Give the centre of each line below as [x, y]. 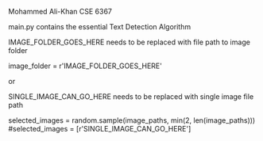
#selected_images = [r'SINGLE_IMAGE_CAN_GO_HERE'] [100, 129]
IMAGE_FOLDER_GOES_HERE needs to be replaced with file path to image [129, 42]
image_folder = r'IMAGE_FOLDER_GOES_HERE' [85, 66]
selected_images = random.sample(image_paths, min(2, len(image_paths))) [132, 120]
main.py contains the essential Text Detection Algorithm [100, 27]
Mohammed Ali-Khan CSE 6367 [60, 11]
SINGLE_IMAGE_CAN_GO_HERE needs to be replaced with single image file [131, 97]
